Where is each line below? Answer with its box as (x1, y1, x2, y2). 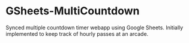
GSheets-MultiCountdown (5, 4, 140, 18)
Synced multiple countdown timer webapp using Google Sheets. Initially (5, 24, 184, 31)
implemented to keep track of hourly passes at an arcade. (5, 30, 149, 37)
